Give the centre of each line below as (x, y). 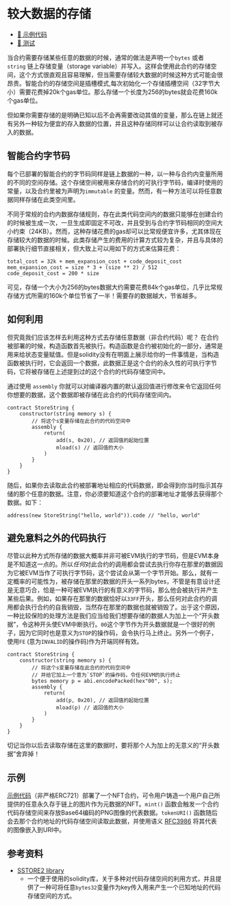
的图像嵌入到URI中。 (36, 830)
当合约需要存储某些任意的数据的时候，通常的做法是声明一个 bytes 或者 (105, 57)
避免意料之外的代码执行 (56, 538)
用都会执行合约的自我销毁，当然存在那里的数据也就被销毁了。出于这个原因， (115, 607)
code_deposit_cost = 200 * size (53, 273)
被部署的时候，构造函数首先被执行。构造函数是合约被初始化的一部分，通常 (112, 346)
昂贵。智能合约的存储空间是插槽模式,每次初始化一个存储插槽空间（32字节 (111, 83)
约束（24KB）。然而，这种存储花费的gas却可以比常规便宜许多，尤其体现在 (117, 231)
